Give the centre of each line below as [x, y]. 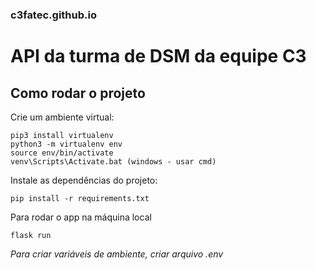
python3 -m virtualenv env [66, 144]
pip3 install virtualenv [62, 135]
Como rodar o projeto [78, 93]
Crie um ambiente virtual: [62, 117]
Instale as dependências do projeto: [84, 180]
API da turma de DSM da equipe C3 [158, 56]
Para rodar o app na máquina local [81, 217]
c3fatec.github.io [53, 15]
